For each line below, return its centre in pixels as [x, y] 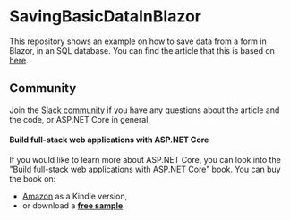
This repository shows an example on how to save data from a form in [138, 41]
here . [19, 60]
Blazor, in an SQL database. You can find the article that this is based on [142, 50]
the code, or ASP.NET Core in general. [80, 119]
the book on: [33, 178]
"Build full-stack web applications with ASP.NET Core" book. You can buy [145, 169]
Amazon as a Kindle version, [75, 196]
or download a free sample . [73, 205]
